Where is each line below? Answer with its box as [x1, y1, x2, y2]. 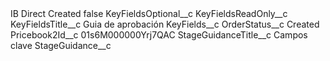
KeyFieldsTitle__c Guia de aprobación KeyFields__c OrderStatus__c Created [10, 18, 320, 30]
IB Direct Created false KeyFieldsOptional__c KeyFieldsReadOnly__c [10, 8, 288, 19]
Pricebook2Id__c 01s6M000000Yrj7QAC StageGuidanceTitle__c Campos [10, 29, 308, 41]
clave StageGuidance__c [10, 40, 112, 51]
